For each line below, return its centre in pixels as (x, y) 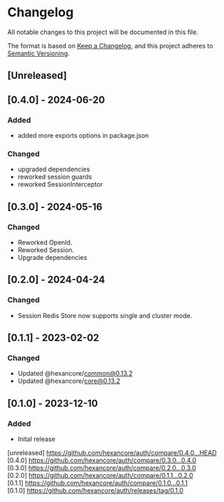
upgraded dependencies (54, 169)
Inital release (36, 439)
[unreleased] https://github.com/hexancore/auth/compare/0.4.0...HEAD (112, 453)
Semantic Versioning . (38, 53)
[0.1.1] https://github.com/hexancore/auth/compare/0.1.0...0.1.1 (98, 483)
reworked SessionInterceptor (60, 185)
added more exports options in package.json (83, 136)
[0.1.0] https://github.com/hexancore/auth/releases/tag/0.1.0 (95, 491)
